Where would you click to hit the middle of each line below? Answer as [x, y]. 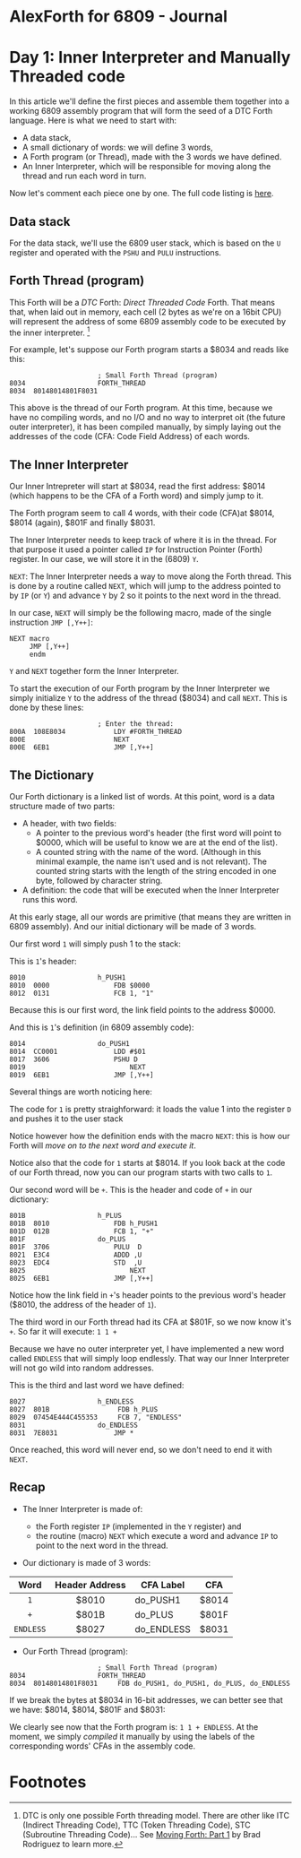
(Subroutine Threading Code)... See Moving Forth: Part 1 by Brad [142, 1834]
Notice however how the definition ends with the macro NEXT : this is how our [150, 1136]
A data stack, [47, 138]
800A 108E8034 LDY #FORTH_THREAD [95, 732]
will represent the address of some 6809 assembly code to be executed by [148, 321]
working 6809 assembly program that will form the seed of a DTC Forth [141, 111]
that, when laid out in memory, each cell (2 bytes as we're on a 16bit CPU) [146, 312]
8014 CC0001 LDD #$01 [77, 1052]
